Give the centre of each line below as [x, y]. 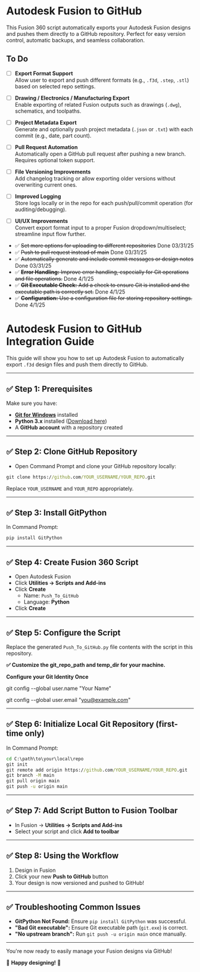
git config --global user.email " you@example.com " [68, 699]
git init [17, 764]
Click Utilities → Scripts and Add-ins [60, 583]
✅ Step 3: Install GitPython [57, 513]
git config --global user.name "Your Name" [59, 688]
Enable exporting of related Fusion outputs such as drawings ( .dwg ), [98, 104]
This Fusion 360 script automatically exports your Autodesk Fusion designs [99, 27]
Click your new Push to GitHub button [61, 876]
